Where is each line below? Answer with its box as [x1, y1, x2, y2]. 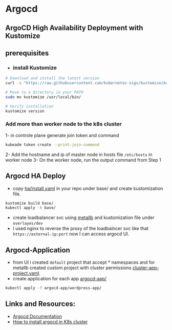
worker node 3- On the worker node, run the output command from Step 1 [5, 157, 161, 163]
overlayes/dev [12, 221, 43, 226]
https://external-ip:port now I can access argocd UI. [12, 231, 130, 237]
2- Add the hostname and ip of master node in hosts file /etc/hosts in [5, 151, 153, 158]
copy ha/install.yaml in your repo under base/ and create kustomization [12, 185, 163, 191]
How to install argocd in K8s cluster [12, 318, 88, 325]
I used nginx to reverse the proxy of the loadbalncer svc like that [12, 226, 149, 232]
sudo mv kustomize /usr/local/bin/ [5, 94, 81, 100]
